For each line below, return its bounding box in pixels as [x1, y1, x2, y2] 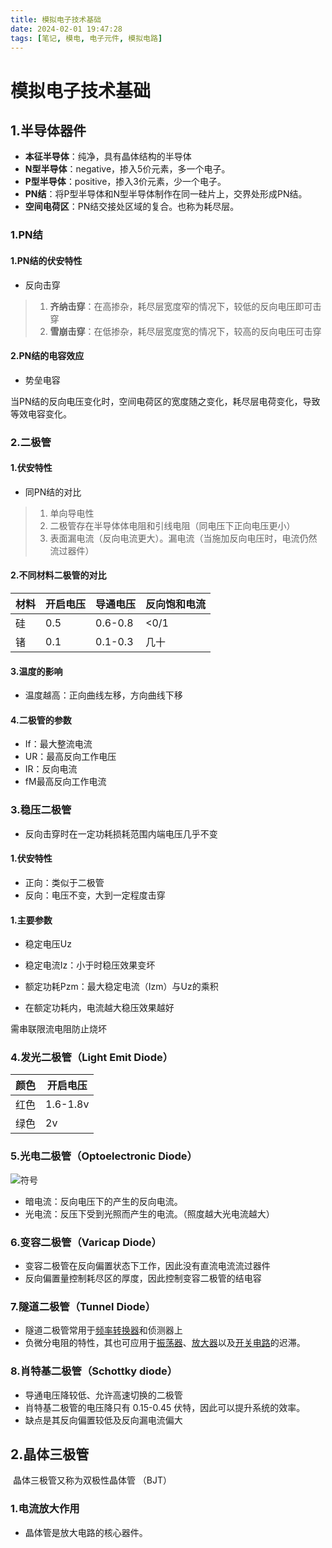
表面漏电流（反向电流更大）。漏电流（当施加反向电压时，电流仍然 [49, 532, 318, 544]
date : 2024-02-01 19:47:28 [10, 24, 123, 34]
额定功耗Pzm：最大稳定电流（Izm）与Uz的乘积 [24, 981, 219, 993]
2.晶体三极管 [10, 1446, 90, 1463]
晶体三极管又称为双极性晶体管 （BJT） [12, 1474, 173, 1486]
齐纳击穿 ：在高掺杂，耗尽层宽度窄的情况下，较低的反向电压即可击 [49, 300, 322, 312]
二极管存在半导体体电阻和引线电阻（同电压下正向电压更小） [49, 519, 296, 531]
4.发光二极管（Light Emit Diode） [10, 1051, 174, 1065]
